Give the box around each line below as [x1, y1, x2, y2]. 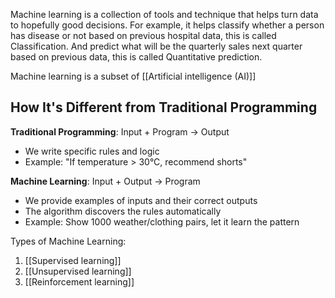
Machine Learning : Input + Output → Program [10, 175, 201, 187]
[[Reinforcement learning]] [24, 275, 135, 288]
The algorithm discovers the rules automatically [24, 205, 222, 217]
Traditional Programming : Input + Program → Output [10, 125, 230, 138]
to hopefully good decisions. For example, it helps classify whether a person [10, 19, 325, 31]
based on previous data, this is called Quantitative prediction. [10, 51, 263, 63]
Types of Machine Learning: [10, 235, 127, 247]
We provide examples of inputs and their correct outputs [24, 194, 258, 206]
